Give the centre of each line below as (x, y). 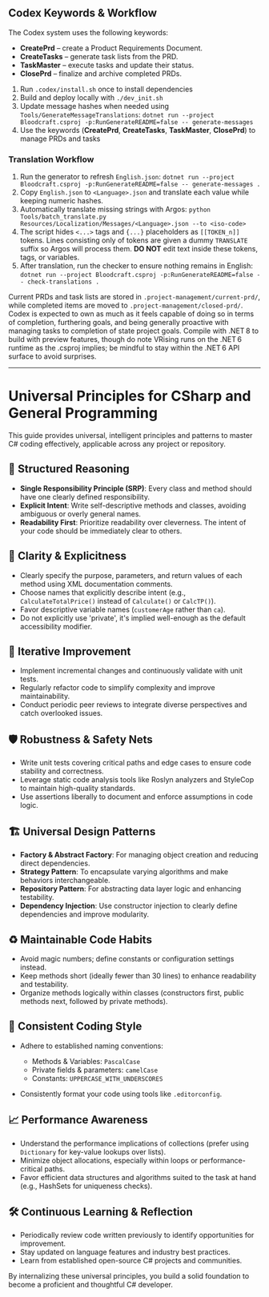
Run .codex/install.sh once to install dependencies (106, 89)
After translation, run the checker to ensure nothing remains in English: (137, 266)
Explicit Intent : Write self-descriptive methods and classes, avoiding (133, 505)
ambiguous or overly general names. (80, 514)
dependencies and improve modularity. (84, 914)
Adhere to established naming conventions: (92, 1046)
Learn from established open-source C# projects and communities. (131, 1261)
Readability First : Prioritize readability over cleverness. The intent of (133, 522)
